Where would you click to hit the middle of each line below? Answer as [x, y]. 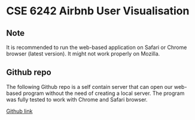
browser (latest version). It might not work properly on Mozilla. [83, 54]
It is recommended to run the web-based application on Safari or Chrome [97, 47]
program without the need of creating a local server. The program [104, 93]
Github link [19, 111]
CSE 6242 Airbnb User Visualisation [98, 11]
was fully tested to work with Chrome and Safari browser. [77, 99]
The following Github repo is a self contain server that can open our [89, 87]
